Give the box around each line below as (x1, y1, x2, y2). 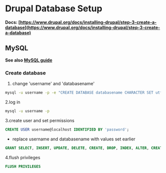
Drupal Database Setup (5, 3, 103, 14)
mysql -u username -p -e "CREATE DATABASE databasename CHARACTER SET (5, 90, 154, 95)
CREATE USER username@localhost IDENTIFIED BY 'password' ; (5, 127, 129, 132)
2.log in (5, 99, 21, 105)
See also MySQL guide (5, 57, 53, 63)
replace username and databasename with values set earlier (12, 136, 136, 142)
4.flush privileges (5, 154, 41, 160)
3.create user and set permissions (5, 117, 75, 123)
